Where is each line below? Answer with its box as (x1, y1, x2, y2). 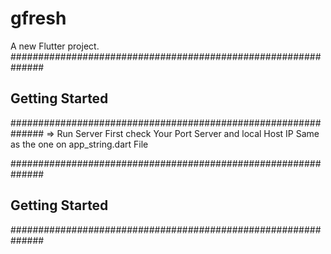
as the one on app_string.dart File (10, 138, 149, 150)
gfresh (10, 7, 67, 30)
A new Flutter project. (10, 40, 100, 52)
